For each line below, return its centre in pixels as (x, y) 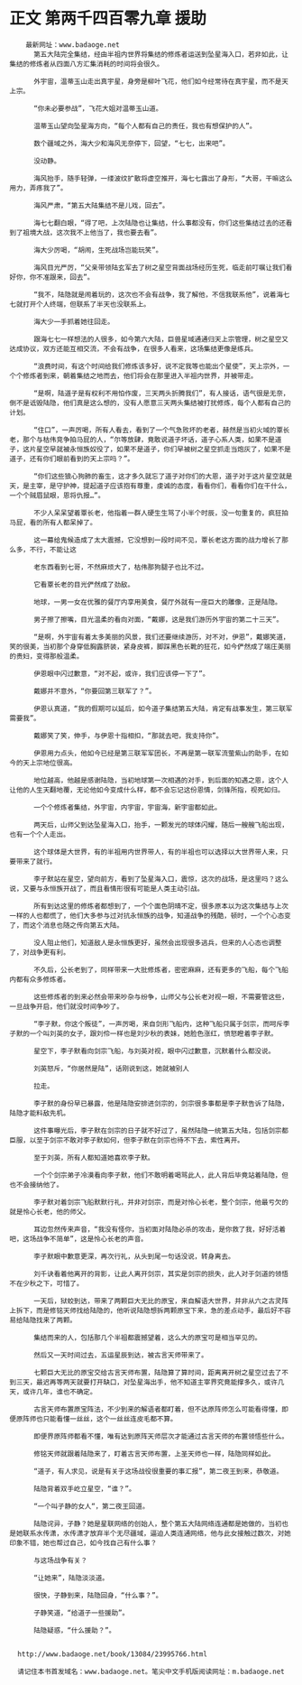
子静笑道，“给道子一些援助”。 (81, 1613)
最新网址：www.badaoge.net (73, 45)
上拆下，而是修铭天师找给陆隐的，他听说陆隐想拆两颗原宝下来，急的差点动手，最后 (140, 1310)
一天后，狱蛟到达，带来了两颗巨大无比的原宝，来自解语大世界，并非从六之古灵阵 (160, 1301)
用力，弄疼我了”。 (38, 188)
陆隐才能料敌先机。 (40, 1113)
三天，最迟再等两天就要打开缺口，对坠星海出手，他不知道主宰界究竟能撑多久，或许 (146, 1382)
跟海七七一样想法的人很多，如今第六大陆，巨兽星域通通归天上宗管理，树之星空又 (160, 339)
